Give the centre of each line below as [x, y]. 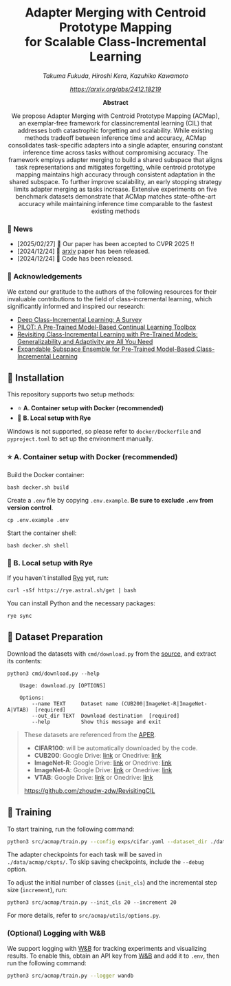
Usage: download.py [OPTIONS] [63, 685]
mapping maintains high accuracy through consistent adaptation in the [115, 174]
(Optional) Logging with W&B [57, 934]
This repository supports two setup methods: [71, 394]
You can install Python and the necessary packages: [81, 603]
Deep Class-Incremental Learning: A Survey [79, 319]
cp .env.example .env [38, 520]
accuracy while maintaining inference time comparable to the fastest [115, 203]
